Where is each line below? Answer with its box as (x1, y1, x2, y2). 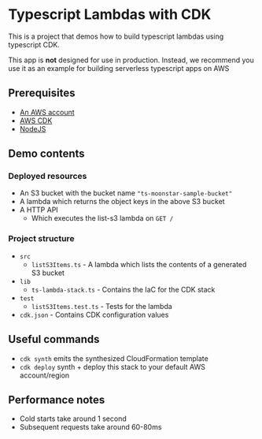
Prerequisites (8, 87, 76, 100)
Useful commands (8, 333, 100, 346)
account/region (19, 370, 70, 380)
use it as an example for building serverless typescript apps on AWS (8, 63, 230, 73)
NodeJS (19, 124, 46, 133)
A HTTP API (19, 205, 59, 214)
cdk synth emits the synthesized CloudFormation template (19, 353, 208, 363)
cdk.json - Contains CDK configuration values (19, 310, 169, 319)
